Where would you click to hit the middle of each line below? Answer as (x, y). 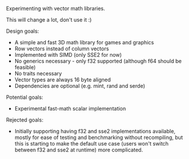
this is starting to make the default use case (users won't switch (91, 144)
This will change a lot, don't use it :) (49, 20)
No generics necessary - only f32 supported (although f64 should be (98, 61)
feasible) (25, 67)
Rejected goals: (25, 120)
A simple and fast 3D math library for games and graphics (84, 42)
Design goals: (23, 31)
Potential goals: (25, 97)
